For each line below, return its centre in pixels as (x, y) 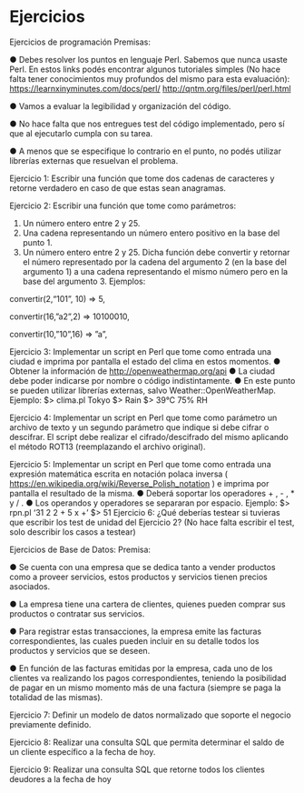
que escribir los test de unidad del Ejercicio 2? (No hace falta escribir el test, (152, 522)
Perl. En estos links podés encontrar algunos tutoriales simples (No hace (145, 69)
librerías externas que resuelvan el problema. (94, 160)
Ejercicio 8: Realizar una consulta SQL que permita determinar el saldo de (147, 742)
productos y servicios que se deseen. (80, 650)
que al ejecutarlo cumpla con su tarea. (81, 133)
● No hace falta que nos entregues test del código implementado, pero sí (147, 124)
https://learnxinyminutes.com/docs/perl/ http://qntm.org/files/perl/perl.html (151, 88)
